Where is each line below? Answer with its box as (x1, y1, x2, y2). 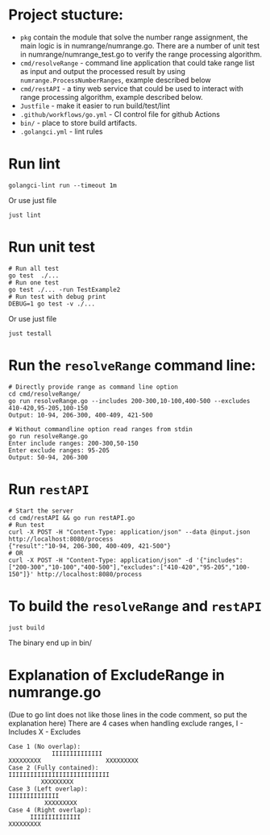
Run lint (8, 155, 60, 173)
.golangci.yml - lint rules (19, 127, 103, 136)
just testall (8, 329, 52, 338)
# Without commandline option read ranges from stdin (8, 425, 193, 433)
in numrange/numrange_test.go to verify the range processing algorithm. (19, 49, 262, 59)
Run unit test (8, 238, 95, 256)
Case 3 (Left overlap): (8, 784, 89, 793)
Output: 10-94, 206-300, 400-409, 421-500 (8, 411, 153, 419)
